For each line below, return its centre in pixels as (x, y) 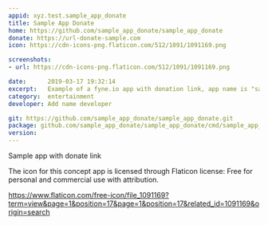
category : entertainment (51, 97)
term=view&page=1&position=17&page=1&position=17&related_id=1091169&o (134, 203)
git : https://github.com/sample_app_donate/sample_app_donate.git (121, 118)
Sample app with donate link (55, 156)
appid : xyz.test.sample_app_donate (67, 16)
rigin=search (29, 212)
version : (23, 133)
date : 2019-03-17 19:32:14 (62, 81)
